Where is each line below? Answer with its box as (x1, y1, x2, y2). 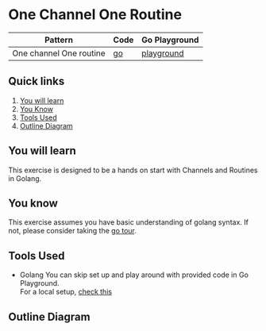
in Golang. (8, 173, 42, 183)
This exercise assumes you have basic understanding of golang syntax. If (8, 217, 249, 227)
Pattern (44, 34, 74, 45)
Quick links (8, 75, 65, 88)
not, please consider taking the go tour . (8, 226, 137, 236)
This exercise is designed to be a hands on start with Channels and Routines (8, 165, 258, 175)
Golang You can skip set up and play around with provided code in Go (19, 270, 249, 279)
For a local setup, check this (19, 287, 113, 297)
